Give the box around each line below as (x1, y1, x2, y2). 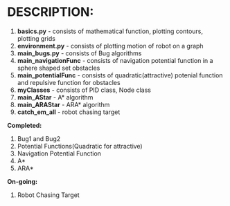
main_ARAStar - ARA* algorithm (17, 100, 110, 109)
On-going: (7, 177, 38, 185)
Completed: (7, 121, 42, 129)
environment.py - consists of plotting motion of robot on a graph (17, 41, 204, 50)
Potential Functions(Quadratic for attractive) (17, 142, 143, 150)
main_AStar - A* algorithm (17, 93, 94, 101)
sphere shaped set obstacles (17, 64, 100, 72)
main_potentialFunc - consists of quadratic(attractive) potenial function (17, 71, 223, 79)
